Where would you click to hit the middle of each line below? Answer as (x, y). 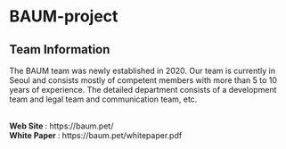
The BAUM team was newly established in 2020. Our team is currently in (143, 70)
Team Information (60, 50)
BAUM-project (64, 17)
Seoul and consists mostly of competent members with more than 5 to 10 (143, 80)
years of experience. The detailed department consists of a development (143, 90)
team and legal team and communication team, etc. (103, 99)
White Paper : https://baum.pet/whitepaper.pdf (96, 135)
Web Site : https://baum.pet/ (61, 126)
